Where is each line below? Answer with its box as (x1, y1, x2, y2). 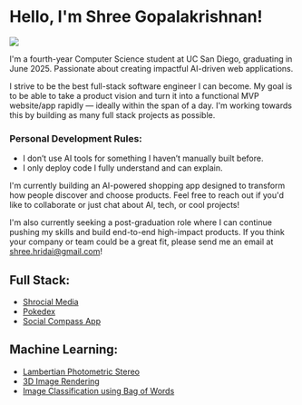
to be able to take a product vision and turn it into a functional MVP (9, 90, 260, 101)
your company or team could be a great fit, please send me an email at (9, 236, 274, 247)
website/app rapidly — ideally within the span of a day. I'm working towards (9, 100, 293, 111)
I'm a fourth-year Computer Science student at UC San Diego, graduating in (9, 53, 293, 64)
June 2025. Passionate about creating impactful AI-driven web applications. (9, 63, 294, 74)
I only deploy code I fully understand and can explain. (22, 163, 224, 173)
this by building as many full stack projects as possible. (9, 109, 216, 120)
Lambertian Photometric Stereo (22, 366, 141, 377)
